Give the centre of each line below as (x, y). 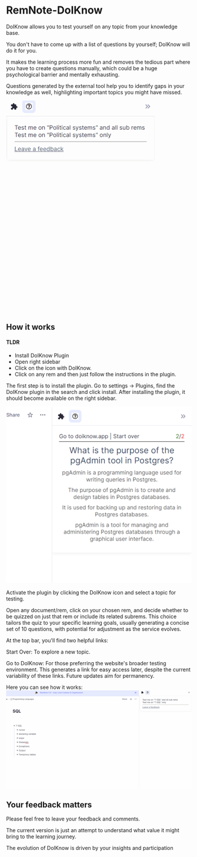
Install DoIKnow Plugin (42, 355)
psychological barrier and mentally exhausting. (63, 74)
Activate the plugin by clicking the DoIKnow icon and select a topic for (91, 592)
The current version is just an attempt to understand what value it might (93, 830)
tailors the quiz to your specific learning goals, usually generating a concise (98, 622)
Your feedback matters (49, 805)
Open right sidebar (37, 362)
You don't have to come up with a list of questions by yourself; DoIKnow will (98, 44)
